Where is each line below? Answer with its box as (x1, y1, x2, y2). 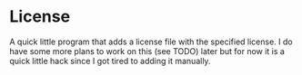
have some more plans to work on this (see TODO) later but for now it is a (9, 45, 285, 56)
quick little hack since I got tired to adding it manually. (9, 55, 211, 66)
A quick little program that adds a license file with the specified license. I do (9, 36, 293, 47)
